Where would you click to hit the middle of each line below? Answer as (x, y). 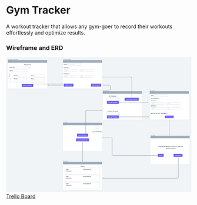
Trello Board (21, 196)
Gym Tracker (38, 10)
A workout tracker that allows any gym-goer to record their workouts (89, 26)
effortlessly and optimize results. (46, 32)
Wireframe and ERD (35, 47)
